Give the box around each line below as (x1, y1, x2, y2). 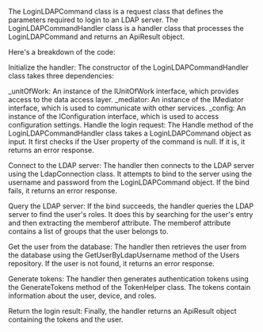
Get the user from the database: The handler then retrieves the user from (8, 242, 247, 251)
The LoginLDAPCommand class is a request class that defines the (8, 7, 223, 16)
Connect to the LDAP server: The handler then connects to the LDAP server (8, 161, 255, 170)
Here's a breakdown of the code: (8, 48, 116, 56)
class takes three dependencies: (8, 71, 115, 80)
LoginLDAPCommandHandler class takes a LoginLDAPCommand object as (8, 128, 252, 138)
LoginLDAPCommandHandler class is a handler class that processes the (8, 24, 244, 32)
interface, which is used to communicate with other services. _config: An (8, 103, 246, 113)
